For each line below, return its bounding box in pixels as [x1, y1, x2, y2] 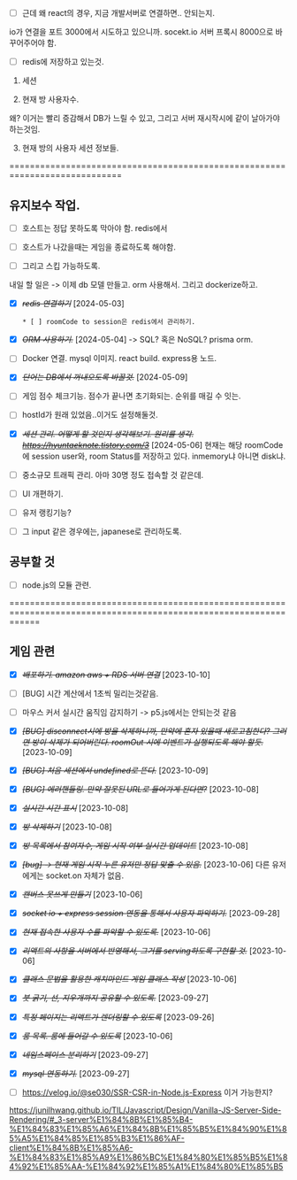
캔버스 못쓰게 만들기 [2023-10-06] [21, 889, 143, 900]
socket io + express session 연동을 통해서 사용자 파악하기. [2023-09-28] [21, 908, 280, 919]
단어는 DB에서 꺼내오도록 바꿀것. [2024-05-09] [21, 372, 188, 382]
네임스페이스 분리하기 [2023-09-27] [21, 1049, 148, 1060]
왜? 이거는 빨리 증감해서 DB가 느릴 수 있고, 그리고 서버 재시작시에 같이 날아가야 [9, 113, 280, 124]
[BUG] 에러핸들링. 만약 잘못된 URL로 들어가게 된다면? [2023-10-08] [21, 783, 259, 794]
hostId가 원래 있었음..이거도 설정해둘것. [21, 410, 158, 420]
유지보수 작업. [9, 197, 80, 212]
